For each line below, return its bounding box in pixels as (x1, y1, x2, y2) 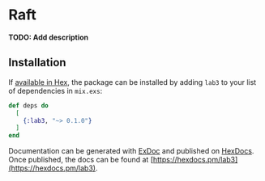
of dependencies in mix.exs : (8, 86, 103, 95)
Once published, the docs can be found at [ (8, 155, 154, 165)
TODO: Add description (8, 32, 89, 42)
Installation (8, 56, 66, 69)
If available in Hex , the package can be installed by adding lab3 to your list (8, 77, 257, 86)
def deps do (8, 101, 49, 110)
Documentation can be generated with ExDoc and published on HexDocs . (8, 146, 254, 156)
